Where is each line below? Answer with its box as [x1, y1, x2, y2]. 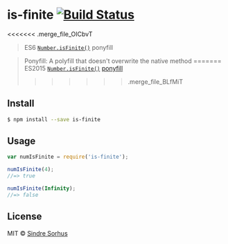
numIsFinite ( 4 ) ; [7, 166, 54, 173]
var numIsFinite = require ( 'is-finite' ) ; [7, 153, 129, 161]
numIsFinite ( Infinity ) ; [7, 185, 76, 192]
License [7, 211, 42, 223]
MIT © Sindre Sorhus [7, 229, 68, 237]
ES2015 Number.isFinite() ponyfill [24, 64, 123, 72]
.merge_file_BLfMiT [128, 77, 184, 86]
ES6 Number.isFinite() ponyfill [24, 43, 113, 51]
